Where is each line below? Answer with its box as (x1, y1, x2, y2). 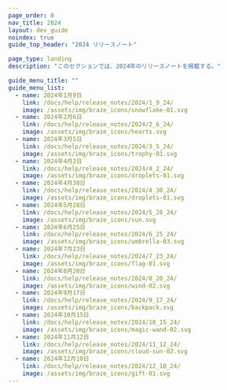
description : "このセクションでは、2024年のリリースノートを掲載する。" (8, 62, 222, 71)
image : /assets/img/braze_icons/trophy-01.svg (22, 150, 178, 158)
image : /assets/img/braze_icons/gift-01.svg (22, 370, 170, 377)
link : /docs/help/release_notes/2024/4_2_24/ (22, 165, 174, 173)
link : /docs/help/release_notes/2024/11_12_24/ (22, 340, 181, 348)
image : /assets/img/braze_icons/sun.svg (22, 216, 156, 224)
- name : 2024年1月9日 (15, 91, 82, 99)
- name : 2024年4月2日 (15, 157, 82, 165)
